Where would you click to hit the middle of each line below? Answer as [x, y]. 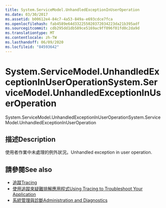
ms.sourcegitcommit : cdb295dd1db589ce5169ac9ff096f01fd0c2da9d [72, 28]
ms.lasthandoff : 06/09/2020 [34, 42]
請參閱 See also [29, 169]
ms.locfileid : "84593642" [32, 47]
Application [24, 195]
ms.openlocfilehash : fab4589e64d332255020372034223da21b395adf [72, 24]
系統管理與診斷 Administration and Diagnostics [60, 201]
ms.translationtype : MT [30, 33]
